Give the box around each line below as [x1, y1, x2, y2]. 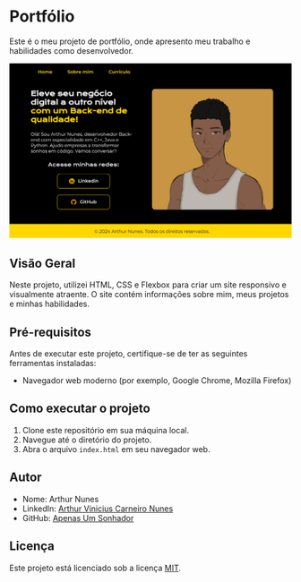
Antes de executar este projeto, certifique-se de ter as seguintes [9, 348, 248, 359]
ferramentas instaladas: [9, 358, 97, 369]
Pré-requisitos [9, 324, 92, 339]
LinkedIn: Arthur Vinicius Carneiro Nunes [21, 503, 174, 514]
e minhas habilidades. [9, 298, 90, 310]
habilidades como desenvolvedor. [9, 45, 134, 56]
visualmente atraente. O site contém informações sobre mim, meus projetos [9, 289, 289, 300]
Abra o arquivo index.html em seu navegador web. [21, 443, 211, 454]
